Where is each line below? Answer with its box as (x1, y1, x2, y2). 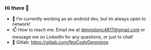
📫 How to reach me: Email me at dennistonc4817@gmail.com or (12, 27, 145, 33)
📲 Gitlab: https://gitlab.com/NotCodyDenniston (12, 39, 109, 45)
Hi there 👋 (5, 4, 30, 11)
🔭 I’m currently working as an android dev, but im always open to (12, 16, 146, 22)
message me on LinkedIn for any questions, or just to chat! (12, 34, 133, 40)
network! (12, 21, 31, 27)
